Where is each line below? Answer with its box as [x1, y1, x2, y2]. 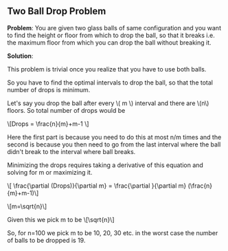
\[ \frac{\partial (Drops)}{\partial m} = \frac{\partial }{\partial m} [7, 182, 187, 190]
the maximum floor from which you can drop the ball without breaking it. [7, 38, 212, 47]
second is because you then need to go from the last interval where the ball [7, 140, 221, 149]
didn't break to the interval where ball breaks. [7, 147, 136, 155]
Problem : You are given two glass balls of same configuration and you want [7, 23, 222, 32]
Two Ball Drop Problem [7, 6, 106, 17]
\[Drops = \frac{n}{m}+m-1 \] [7, 120, 89, 128]
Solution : [7, 52, 34, 60]
